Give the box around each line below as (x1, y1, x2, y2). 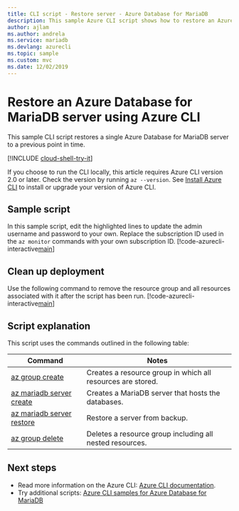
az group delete (11, 434, 64, 443)
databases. (86, 397, 124, 407)
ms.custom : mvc (7, 57, 53, 64)
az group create (11, 372, 64, 382)
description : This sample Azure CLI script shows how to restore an (7, 17, 215, 24)
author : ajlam (7, 23, 50, 31)
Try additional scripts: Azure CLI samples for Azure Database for (17, 488, 207, 497)
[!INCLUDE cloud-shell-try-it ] (7, 154, 93, 162)
